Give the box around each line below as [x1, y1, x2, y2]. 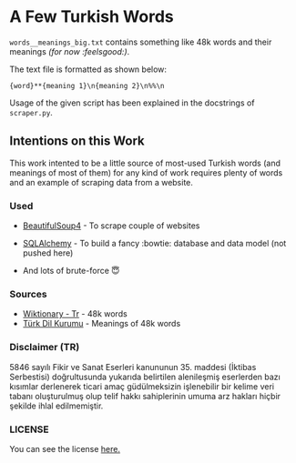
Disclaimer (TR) [9, 341, 80, 354]
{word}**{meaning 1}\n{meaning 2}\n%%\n [9, 81, 166, 90]
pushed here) [22, 247, 74, 258]
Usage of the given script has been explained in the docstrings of [9, 97, 255, 108]
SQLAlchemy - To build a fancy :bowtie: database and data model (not [22, 238, 287, 249]
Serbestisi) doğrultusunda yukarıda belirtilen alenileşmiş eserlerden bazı [9, 371, 281, 382]
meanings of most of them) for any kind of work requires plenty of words [9, 166, 283, 178]
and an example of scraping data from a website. [9, 176, 194, 187]
